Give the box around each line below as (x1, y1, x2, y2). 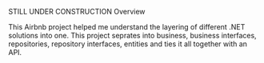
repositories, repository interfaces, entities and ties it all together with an (8, 39, 248, 49)
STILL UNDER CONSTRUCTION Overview (8, 7, 146, 16)
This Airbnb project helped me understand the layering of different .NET (8, 22, 246, 31)
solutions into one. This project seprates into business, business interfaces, (8, 31, 258, 40)
